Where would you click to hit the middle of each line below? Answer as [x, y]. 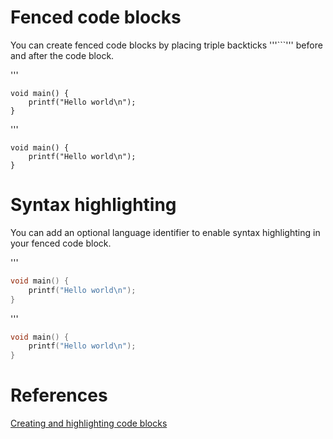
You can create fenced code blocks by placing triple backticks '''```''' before [166, 45]
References [59, 395]
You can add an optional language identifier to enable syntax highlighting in [165, 232]
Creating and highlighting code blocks [89, 423]
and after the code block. [62, 55]
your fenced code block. [61, 243]
